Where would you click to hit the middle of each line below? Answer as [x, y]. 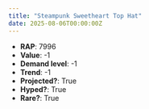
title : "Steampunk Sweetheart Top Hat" [75, 16]
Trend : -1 [35, 72]
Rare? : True [39, 98]
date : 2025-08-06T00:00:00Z [56, 23]
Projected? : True [48, 81]
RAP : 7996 [38, 46]
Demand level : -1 [49, 63]
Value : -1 [35, 55]
